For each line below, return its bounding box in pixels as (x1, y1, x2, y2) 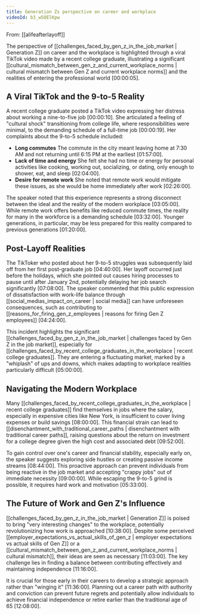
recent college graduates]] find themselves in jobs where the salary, (6, 405, 174, 413)
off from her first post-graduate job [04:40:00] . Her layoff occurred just (6, 266, 182, 273)
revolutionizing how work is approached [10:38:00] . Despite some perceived (6, 527, 194, 534)
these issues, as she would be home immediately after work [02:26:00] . (14, 183, 192, 190)
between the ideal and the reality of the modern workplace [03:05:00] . (6, 201, 180, 208)
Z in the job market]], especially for (6, 341, 93, 348)
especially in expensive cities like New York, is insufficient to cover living (6, 412, 185, 419)
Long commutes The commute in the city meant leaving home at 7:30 (14, 144, 187, 152)
